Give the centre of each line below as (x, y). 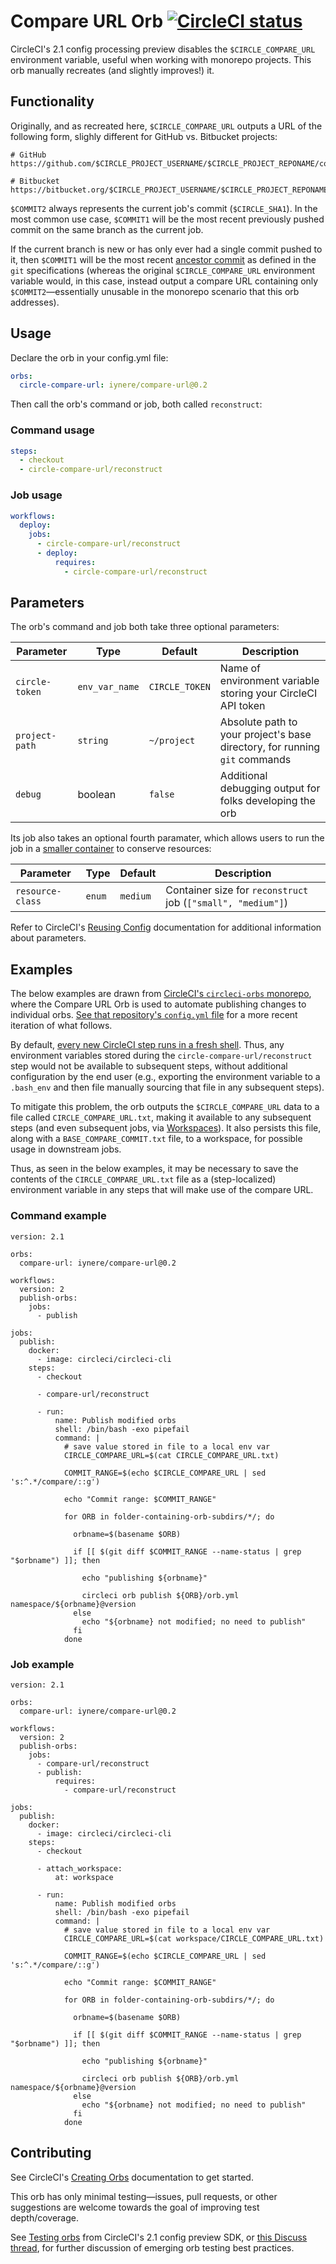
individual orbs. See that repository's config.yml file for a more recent (154, 1015)
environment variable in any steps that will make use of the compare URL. (162, 1190)
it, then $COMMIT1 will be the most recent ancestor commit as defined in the (163, 259)
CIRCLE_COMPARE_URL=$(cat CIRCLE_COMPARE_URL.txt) (171, 1455)
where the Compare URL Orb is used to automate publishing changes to (158, 1004)
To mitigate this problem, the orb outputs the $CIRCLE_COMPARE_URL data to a (165, 1107)
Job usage (36, 495)
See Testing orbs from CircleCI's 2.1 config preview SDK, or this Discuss (159, 2237)
